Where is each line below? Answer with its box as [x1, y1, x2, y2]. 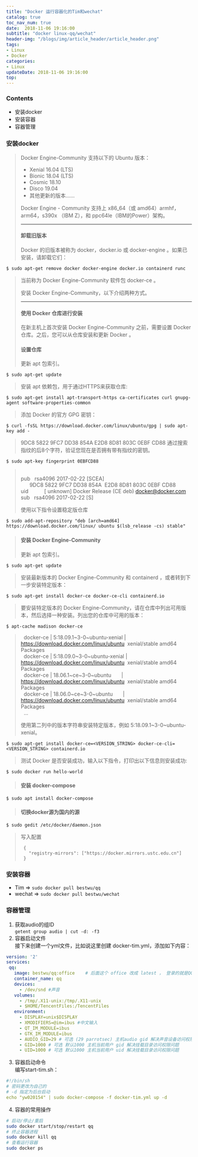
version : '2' [6, 954, 38, 960]
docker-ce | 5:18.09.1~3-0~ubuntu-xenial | [23, 634, 126, 641]
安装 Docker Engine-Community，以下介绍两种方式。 [20, 289, 150, 296]
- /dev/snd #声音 [19, 986, 60, 992]
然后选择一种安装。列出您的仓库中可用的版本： [31, 611, 145, 619]
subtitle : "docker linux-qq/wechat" [6, 31, 96, 37]
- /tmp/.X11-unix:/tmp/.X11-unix [19, 998, 101, 1004]
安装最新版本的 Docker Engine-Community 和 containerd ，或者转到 [20, 574, 186, 581]
